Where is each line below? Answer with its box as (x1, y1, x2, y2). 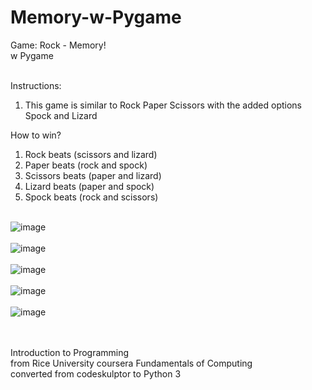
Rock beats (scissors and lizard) (24, 148, 158, 160)
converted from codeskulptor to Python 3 (10, 367, 182, 380)
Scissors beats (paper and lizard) (24, 169, 162, 181)
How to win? (10, 129, 62, 141)
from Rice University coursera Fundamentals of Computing (10, 357, 253, 369)
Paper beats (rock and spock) (24, 159, 148, 171)
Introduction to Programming (10, 346, 130, 358)
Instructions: (10, 79, 62, 91)
